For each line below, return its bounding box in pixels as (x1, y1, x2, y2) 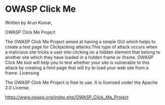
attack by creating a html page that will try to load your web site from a (5, 65, 149, 71)
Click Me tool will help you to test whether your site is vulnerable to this (5, 59, 150, 65)
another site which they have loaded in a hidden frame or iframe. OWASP (5, 54, 154, 60)
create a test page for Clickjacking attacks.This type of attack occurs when (5, 44, 158, 50)
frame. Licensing (5, 70, 39, 76)
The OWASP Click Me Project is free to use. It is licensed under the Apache (5, 79, 158, 85)
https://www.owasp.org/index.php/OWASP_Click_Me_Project (5, 94, 129, 100)
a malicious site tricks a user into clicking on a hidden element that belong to (5, 49, 161, 55)
